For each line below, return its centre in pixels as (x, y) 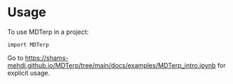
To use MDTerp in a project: (48, 32)
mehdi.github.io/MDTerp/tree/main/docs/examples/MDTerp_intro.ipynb (112, 65)
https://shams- (47, 58)
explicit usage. (29, 73)
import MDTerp (29, 44)
